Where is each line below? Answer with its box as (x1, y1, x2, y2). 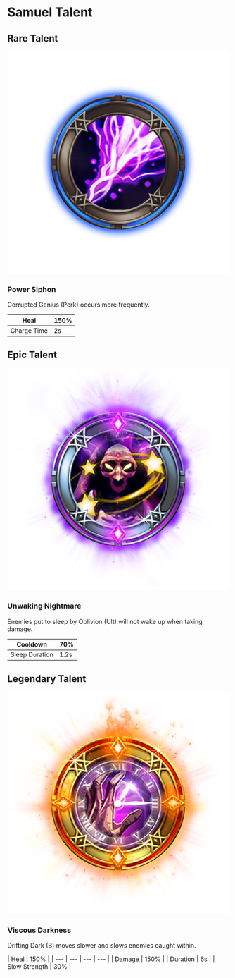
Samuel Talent (7, 4, 93, 20)
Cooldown (16, 640, 48, 649)
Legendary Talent (7, 673, 87, 685)
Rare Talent (7, 32, 58, 44)
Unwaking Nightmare (7, 601, 82, 611)
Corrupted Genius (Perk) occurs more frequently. (7, 300, 150, 309)
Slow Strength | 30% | (7, 962, 72, 971)
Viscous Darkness (7, 925, 72, 935)
